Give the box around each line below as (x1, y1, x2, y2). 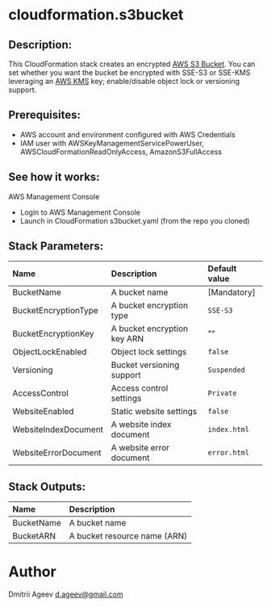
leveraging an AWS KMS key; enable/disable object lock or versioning (8, 77, 240, 86)
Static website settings (110, 406, 198, 417)
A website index (110, 419, 172, 430)
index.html (207, 425, 250, 434)
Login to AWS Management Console (19, 207, 141, 217)
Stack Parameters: (8, 240, 104, 253)
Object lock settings (110, 346, 187, 358)
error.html (207, 448, 250, 458)
